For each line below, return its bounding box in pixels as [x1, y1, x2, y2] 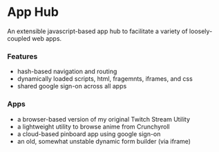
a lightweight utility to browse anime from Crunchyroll [17, 122, 171, 131]
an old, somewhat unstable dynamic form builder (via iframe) [17, 137, 191, 145]
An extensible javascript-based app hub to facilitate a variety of [7, 27, 188, 35]
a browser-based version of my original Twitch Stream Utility [17, 115, 191, 123]
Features [7, 51, 38, 61]
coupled [7, 34, 31, 42]
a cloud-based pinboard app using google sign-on [17, 129, 161, 138]
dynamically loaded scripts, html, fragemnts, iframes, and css [17, 75, 193, 83]
